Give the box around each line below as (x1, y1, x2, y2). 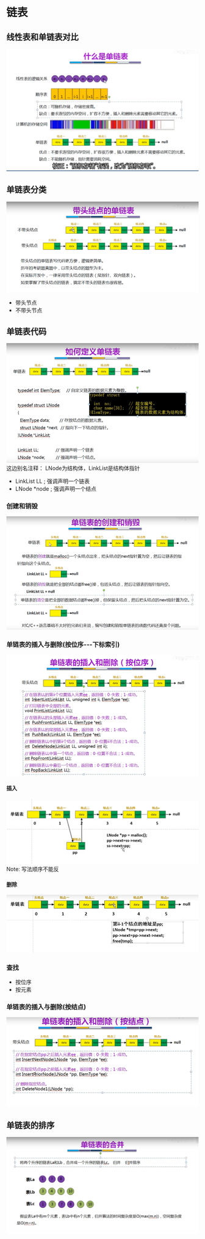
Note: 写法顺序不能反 (6, 865, 59, 873)
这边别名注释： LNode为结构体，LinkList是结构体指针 (6, 464, 140, 472)
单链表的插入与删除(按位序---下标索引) (6, 640, 120, 649)
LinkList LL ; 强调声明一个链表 (15, 477, 90, 485)
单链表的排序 (6, 1120, 55, 1130)
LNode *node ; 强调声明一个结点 (15, 485, 96, 493)
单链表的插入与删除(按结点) (6, 1003, 87, 1011)
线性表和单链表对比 (6, 32, 79, 42)
